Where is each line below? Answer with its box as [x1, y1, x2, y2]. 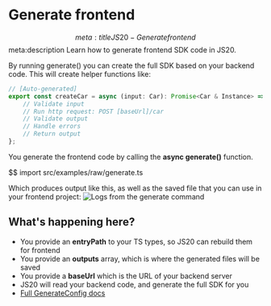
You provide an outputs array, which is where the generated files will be [19, 254, 261, 263]
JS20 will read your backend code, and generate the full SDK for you [19, 279, 249, 289]
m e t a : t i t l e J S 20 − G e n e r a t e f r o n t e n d [75, 32, 196, 42]
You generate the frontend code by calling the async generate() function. [8, 152, 253, 161]
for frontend [19, 245, 60, 255]
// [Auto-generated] [8, 85, 78, 93]
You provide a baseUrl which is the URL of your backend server [19, 270, 232, 280]
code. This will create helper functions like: [8, 69, 152, 78]
